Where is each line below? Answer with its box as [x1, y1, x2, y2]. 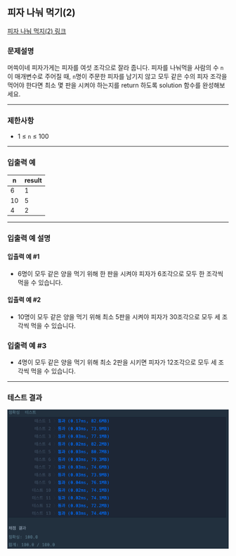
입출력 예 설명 [7, 233, 51, 243]
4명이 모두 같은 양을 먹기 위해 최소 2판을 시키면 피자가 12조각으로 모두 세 [17, 358, 217, 366]
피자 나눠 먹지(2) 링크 [7, 27, 67, 35]
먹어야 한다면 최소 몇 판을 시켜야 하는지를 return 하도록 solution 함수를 [7, 81, 202, 89]
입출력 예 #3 [7, 340, 47, 350]
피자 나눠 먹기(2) [7, 6, 76, 19]
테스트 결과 [7, 393, 43, 402]
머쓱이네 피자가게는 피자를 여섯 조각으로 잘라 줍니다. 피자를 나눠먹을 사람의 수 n [7, 63, 224, 72]
